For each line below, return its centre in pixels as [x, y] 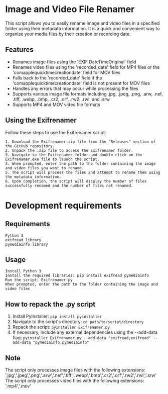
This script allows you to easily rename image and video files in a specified [82, 23]
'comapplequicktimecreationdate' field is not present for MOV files [81, 83]
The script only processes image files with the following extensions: [75, 370]
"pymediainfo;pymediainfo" [61, 343]
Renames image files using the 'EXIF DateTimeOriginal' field [74, 62]
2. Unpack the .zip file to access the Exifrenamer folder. [69, 150]
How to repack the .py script [50, 304]
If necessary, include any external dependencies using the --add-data [85, 332]
